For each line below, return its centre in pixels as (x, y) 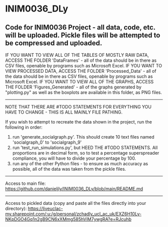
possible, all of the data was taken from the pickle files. (69, 169)
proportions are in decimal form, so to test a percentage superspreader (86, 153)
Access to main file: (25, 183)
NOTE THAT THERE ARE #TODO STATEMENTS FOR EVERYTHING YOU (78, 107)
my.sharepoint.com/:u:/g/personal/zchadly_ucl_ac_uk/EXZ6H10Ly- (73, 214)
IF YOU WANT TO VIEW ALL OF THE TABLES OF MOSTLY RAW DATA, (77, 55)
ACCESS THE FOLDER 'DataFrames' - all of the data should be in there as (81, 60)
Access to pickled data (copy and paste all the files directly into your (76, 203)
